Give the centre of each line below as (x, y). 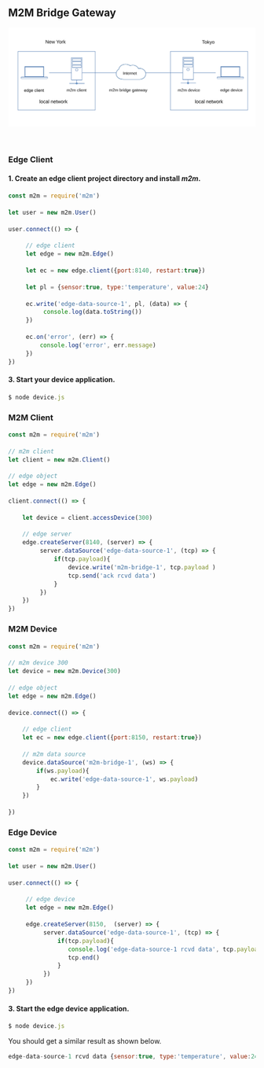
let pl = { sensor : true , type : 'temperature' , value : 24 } (117, 287)
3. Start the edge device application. (69, 1008)
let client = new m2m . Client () (59, 459)
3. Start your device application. (62, 380)
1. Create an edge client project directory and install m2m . (104, 178)
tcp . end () (84, 958)
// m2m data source (54, 754)
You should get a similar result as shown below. (85, 1041)
